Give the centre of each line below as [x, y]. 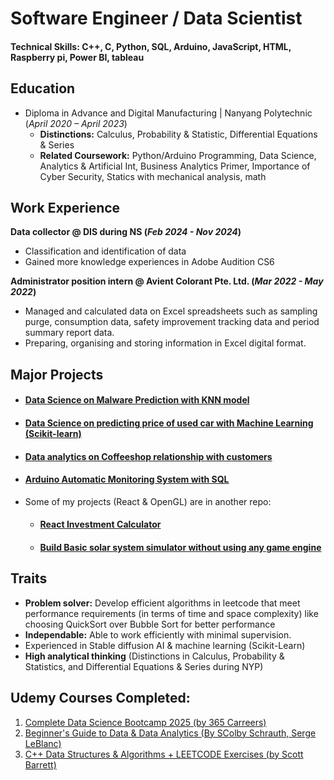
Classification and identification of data [105, 251]
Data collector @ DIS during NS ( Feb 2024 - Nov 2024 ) [126, 232]
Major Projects [57, 374]
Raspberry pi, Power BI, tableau [77, 57]
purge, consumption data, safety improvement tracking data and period [172, 322]
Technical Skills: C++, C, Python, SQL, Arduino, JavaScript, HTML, [151, 46]
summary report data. [69, 333]
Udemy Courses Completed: [100, 698]
